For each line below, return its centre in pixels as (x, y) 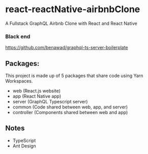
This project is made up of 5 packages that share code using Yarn (74, 76)
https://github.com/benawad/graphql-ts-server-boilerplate (67, 48)
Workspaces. (19, 81)
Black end (18, 36)
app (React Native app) (37, 96)
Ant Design (24, 146)
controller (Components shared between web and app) (70, 112)
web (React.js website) (37, 91)
